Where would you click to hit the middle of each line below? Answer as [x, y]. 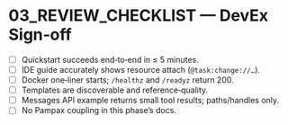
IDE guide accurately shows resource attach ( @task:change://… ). [141, 70]
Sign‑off [40, 35]
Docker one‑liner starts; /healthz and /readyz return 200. [128, 80]
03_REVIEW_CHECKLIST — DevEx [139, 16]
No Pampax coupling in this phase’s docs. [99, 111]
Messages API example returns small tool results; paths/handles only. [150, 101]
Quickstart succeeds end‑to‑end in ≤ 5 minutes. [110, 59]
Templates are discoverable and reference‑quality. [115, 90]
